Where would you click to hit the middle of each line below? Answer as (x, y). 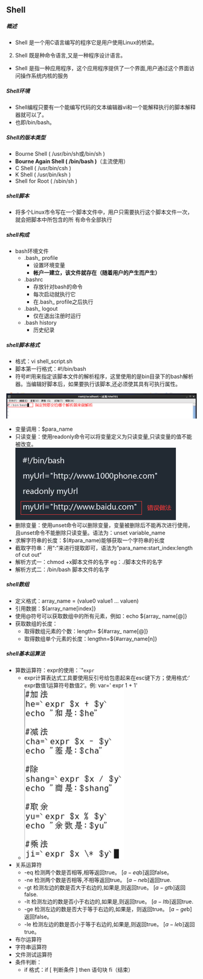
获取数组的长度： (36, 623)
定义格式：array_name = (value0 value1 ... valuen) (77, 601)
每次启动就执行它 (54, 294)
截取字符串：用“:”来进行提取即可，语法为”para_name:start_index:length (104, 548)
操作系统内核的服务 (44, 76)
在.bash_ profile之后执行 (63, 302)
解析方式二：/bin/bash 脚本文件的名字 (62, 569)
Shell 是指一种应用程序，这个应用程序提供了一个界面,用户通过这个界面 (102, 68)
